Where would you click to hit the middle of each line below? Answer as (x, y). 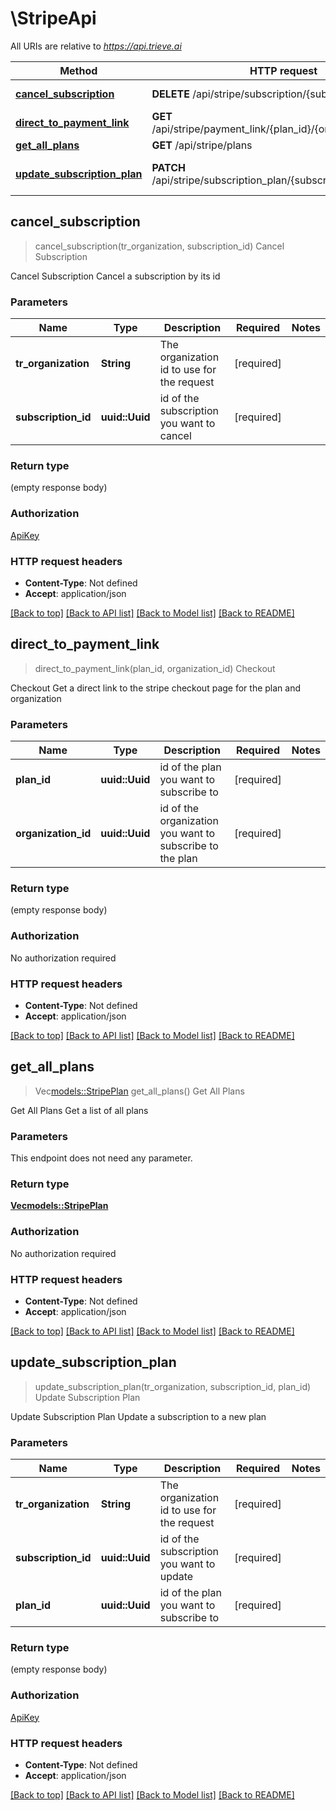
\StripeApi (53, 18)
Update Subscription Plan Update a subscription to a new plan (138, 1416)
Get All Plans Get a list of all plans (79, 1110)
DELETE (170, 94)
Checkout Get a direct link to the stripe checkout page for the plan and (155, 688)
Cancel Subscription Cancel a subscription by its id (115, 276)
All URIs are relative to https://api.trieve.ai (96, 46)
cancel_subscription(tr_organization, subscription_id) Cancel (159, 246)
